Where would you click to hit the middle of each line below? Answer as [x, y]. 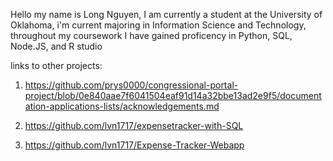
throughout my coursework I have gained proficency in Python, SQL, [151, 35]
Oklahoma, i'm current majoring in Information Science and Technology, [158, 25]
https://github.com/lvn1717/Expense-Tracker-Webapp [134, 145]
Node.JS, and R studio [56, 46]
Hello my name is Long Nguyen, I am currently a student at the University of [166, 14]
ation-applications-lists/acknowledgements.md [122, 106]
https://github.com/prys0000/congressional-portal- [131, 85]
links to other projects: [56, 65]
